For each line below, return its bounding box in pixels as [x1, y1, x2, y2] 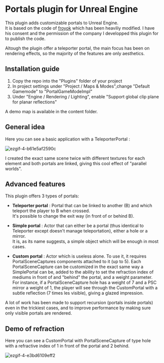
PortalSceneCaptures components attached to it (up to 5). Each [12, 259, 141, 265]
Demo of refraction [5, 324, 65, 333]
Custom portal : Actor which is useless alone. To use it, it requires [12, 253, 147, 259]
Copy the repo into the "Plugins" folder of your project [12, 78, 122, 84]
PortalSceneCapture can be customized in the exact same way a [12, 264, 144, 270]
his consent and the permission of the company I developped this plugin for [5, 30, 159, 36]
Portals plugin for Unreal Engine [5, 3, 138, 15]
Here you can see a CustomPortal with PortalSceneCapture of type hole [5, 338, 151, 344]
